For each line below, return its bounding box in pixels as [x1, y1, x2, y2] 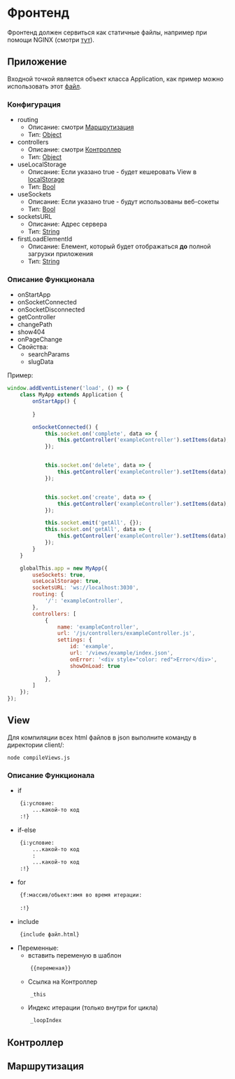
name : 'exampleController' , [57, 623, 139, 631]
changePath [17, 321, 52, 329]
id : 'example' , [69, 643, 114, 650]
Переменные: [17, 944, 59, 952]
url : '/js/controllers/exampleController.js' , [57, 630, 196, 637]
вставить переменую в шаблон [27, 951, 122, 959]
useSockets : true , [32, 571, 86, 578]
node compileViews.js [7, 754, 71, 761]
